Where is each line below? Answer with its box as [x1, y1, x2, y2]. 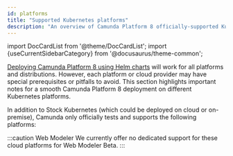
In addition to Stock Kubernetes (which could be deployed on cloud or [7, 105, 207, 114]
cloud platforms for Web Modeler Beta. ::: [7, 141, 126, 150]
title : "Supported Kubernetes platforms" [7, 17, 129, 24]
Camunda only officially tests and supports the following [35, 113, 197, 121]
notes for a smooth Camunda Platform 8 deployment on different [7, 85, 192, 94]
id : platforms [7, 10, 49, 17]
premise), [7, 113, 35, 121]
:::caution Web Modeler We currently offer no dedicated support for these [7, 134, 218, 142]
